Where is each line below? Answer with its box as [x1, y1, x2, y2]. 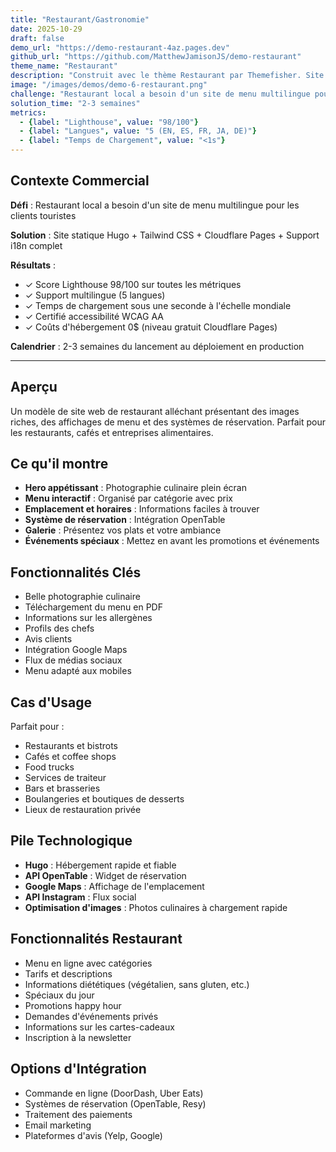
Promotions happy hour [24, 999, 122, 1011]
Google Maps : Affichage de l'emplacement [24, 880, 205, 892]
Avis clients [24, 633, 73, 645]
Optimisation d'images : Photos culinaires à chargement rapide [24, 901, 288, 913]
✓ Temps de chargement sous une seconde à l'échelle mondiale [24, 299, 292, 311]
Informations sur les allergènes [24, 612, 153, 624]
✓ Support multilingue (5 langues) [24, 289, 166, 301]
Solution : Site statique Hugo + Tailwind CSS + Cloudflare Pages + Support [10, 229, 320, 241]
